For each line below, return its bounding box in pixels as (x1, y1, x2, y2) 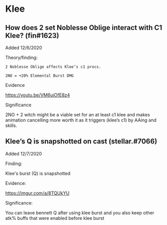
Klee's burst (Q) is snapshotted (5, 170, 70, 176)
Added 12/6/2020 (5, 45, 42, 51)
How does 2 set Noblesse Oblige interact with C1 (5, 23, 162, 32)
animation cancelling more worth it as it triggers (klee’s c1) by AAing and (5, 117, 157, 123)
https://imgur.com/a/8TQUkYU (5, 190, 70, 196)
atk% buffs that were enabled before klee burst (5, 215, 104, 221)
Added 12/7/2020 (5, 150, 42, 156)
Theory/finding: (5, 54, 38, 60)
